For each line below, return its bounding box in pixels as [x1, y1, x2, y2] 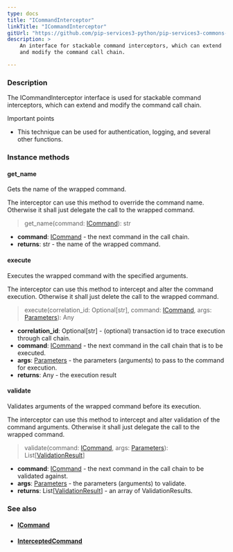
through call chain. [17, 334, 71, 342]
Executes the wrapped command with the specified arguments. [7, 271, 189, 279]
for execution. [17, 363, 58, 372]
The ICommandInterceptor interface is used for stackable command [7, 94, 201, 102]
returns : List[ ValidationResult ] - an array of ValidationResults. [17, 486, 193, 494]
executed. [17, 348, 46, 357]
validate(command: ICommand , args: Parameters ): [24, 443, 169, 451]
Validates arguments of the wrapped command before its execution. [7, 402, 202, 410]
